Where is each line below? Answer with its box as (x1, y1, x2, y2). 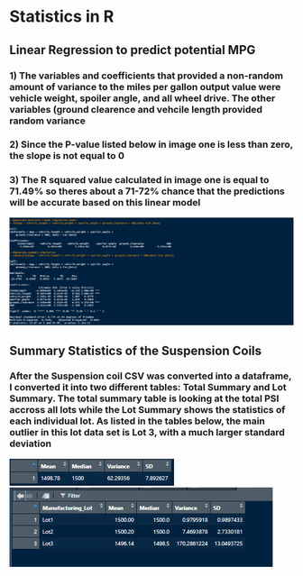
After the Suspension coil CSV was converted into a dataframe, (9, 370, 292, 382)
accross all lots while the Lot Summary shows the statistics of (9, 404, 286, 416)
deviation (9, 437, 52, 450)
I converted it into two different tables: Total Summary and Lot (9, 381, 287, 394)
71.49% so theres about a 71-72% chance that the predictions (9, 185, 286, 197)
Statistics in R (9, 6, 115, 27)
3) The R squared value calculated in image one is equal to (9, 174, 270, 187)
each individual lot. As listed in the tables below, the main (9, 415, 266, 427)
